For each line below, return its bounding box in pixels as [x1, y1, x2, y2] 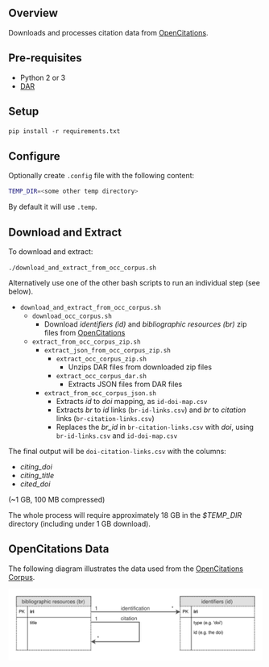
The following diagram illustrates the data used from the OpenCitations [8, 564, 244, 573]
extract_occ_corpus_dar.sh [56, 372, 147, 380]
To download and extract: [8, 246, 93, 256]
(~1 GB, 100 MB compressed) [8, 494, 106, 504]
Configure [8, 149, 60, 163]
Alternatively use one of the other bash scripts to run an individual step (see [8, 277, 260, 287]
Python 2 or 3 [19, 73, 66, 82]
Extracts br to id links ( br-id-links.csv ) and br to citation [56, 405, 246, 415]
